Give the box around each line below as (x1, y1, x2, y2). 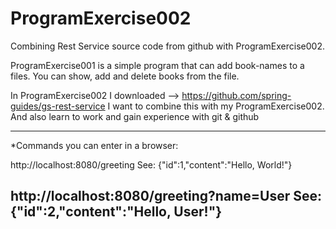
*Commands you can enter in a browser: (10, 139, 179, 151)
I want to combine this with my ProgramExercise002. (107, 100, 325, 112)
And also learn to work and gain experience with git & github (10, 110, 260, 122)
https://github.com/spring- (181, 89, 292, 101)
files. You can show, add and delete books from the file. (10, 70, 240, 82)
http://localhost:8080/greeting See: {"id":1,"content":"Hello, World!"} (10, 158, 293, 171)
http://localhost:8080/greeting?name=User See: (10, 188, 322, 205)
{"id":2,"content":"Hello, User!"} (10, 203, 223, 221)
